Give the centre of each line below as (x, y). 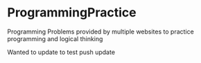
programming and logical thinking (55, 38)
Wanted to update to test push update (61, 52)
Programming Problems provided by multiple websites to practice (101, 32)
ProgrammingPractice (72, 13)
